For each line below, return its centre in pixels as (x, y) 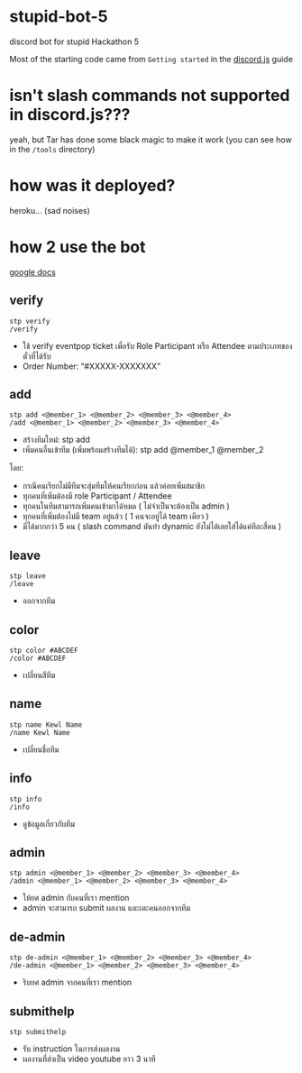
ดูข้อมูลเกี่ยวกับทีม (48, 823)
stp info (26, 799)
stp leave (28, 576)
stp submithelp (38, 1032)
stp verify (30, 321)
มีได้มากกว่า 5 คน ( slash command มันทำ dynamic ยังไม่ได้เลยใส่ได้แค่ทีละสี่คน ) (152, 527)
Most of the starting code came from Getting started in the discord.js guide (151, 59)
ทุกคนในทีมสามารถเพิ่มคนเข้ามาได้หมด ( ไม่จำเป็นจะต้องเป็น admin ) (126, 506)
